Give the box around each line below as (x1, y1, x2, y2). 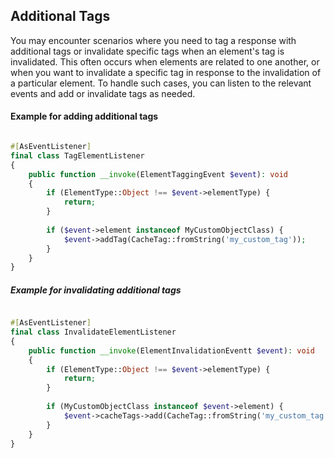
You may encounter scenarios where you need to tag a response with (10, 34, 297, 46)
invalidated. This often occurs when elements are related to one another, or (10, 55, 320, 68)
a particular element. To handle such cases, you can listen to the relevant (10, 77, 312, 89)
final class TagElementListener (10, 150, 145, 161)
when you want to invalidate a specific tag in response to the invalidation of (10, 66, 322, 78)
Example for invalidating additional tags (10, 284, 182, 296)
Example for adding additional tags (10, 110, 159, 123)
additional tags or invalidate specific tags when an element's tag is (10, 45, 285, 57)
